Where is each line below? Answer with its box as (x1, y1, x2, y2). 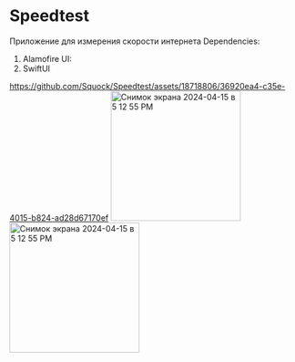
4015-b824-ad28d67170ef (9, 212, 109, 223)
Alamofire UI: (22, 53, 73, 64)
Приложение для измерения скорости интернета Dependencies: (9, 36, 260, 47)
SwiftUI (22, 63, 51, 74)
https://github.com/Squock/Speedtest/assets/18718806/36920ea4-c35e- (9, 80, 286, 91)
